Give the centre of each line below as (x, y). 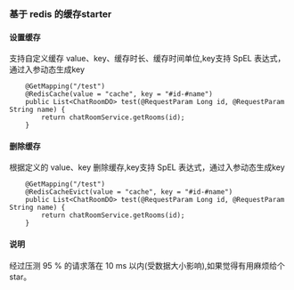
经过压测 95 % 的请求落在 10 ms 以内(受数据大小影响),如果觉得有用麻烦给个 (147, 265)
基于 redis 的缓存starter (61, 13)
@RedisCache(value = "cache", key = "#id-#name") (119, 94)
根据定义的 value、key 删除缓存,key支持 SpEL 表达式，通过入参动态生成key (147, 167)
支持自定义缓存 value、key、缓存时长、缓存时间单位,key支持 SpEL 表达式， (147, 59)
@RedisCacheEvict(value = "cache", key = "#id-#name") (129, 192)
